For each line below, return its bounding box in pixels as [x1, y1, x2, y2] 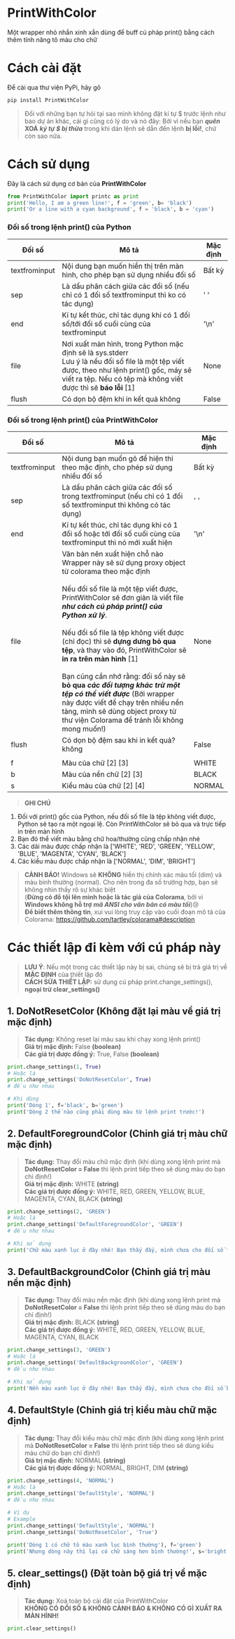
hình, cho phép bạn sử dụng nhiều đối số [62, 269, 196, 279]
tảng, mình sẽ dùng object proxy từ [62, 706, 177, 716]
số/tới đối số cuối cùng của [62, 318, 151, 328]
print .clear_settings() [7, 1625, 77, 1632]
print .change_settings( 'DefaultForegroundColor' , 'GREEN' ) [7, 1221, 183, 1228]
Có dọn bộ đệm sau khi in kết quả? [62, 735, 176, 745]
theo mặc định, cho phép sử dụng [62, 462, 173, 472]
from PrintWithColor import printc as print [7, 192, 139, 200]
